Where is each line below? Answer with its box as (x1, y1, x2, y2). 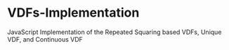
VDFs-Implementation (7, 5, 140, 21)
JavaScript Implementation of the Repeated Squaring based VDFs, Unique (7, 28, 222, 36)
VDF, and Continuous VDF (7, 35, 83, 43)
